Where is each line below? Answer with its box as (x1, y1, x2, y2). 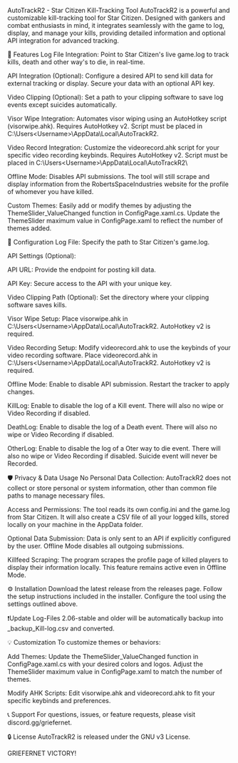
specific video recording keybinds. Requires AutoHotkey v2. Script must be (7, 151, 228, 159)
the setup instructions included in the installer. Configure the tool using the (7, 592, 227, 600)
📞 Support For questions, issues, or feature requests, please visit (7, 710, 196, 719)
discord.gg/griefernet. (7, 718, 73, 727)
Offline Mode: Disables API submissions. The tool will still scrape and (7, 173, 210, 180)
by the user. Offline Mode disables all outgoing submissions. (7, 542, 185, 550)
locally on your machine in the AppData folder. (7, 521, 144, 528)
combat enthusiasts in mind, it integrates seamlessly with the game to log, (7, 21, 225, 29)
